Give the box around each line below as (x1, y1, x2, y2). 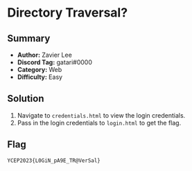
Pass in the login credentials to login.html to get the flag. (17, 118, 182, 127)
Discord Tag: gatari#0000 (17, 58, 92, 66)
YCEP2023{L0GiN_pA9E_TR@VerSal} (7, 157, 101, 164)
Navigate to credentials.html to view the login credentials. (17, 111, 186, 119)
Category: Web (17, 66, 62, 73)
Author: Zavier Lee (17, 51, 73, 59)
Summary (7, 33, 51, 44)
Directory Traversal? (7, 5, 128, 21)
